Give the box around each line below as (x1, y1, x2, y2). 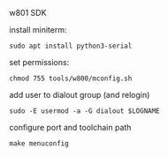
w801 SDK (9, 8, 47, 18)
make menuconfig (9, 139, 69, 148)
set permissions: (9, 57, 70, 67)
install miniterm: (9, 25, 67, 34)
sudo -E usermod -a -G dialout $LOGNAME (9, 107, 161, 116)
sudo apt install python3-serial (9, 41, 133, 50)
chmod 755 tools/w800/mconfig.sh (9, 74, 133, 83)
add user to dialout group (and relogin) (9, 90, 150, 100)
